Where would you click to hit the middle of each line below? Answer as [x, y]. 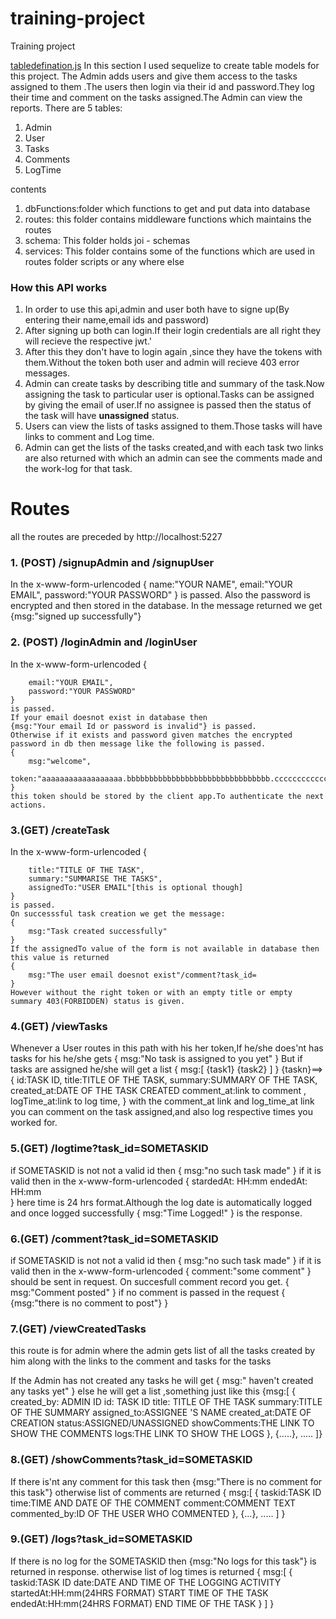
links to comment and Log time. [89, 437]
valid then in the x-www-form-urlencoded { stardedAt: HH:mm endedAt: [159, 1181]
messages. [47, 373]
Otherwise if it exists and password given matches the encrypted [151, 735]
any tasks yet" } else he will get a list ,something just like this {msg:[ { [153, 1391]
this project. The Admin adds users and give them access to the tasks [154, 76]
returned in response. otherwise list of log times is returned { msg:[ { [151, 1571]
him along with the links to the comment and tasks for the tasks [141, 1361]
